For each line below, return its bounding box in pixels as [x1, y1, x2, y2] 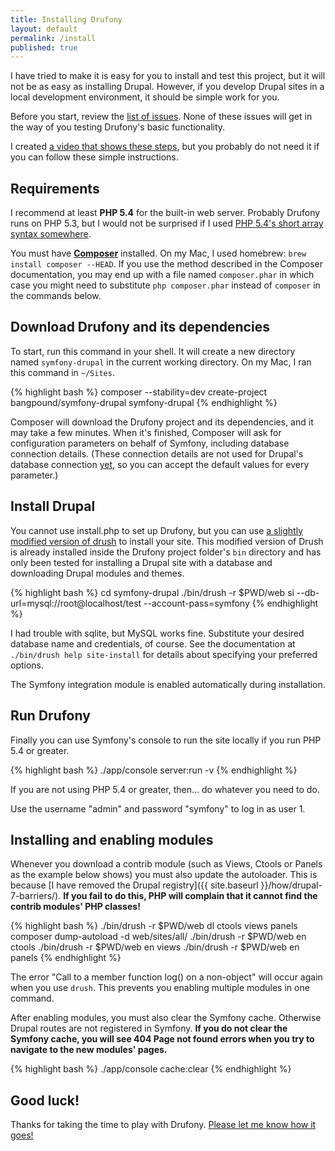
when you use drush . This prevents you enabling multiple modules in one [10, 982, 310, 994]
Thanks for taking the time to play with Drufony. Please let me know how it [10, 1119, 317, 1131]
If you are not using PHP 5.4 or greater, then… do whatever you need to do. [10, 783, 320, 795]
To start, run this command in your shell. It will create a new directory [10, 345, 296, 357]
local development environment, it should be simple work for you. [10, 91, 280, 103]
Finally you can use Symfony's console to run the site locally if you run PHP [10, 734, 322, 746]
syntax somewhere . [10, 228, 92, 240]
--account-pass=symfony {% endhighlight [143, 597, 319, 609]
